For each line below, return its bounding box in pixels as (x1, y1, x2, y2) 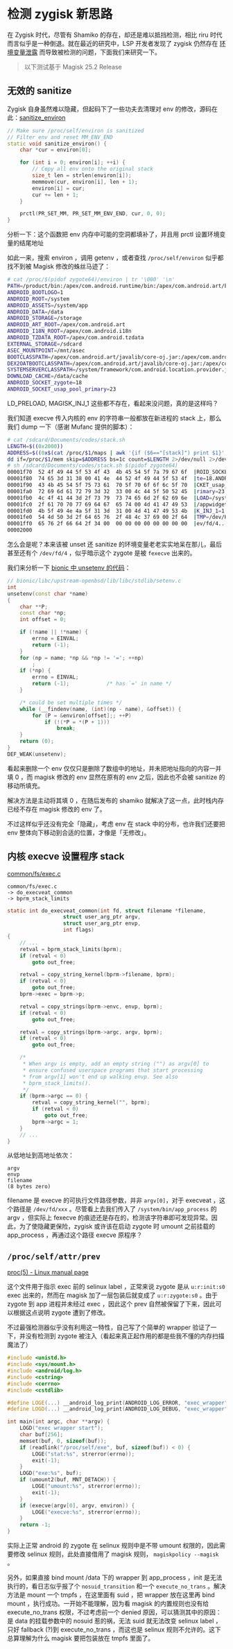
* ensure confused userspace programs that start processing (22, 1066, 203, 1074)
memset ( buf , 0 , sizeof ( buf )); (19, 1437, 107, 1444)
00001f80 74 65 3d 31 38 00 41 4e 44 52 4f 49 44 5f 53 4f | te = (7, 475, 207, 482)
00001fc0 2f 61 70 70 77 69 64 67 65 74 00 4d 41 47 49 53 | (7, 501, 197, 508)
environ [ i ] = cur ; (32, 185, 85, 191)
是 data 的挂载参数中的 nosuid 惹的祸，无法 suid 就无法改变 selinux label (7, 1617, 214, 1625)
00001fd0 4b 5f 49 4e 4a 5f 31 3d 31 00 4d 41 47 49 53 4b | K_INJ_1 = (7, 507, 222, 514)
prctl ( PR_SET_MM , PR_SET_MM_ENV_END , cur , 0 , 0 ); (19, 210, 166, 217)
